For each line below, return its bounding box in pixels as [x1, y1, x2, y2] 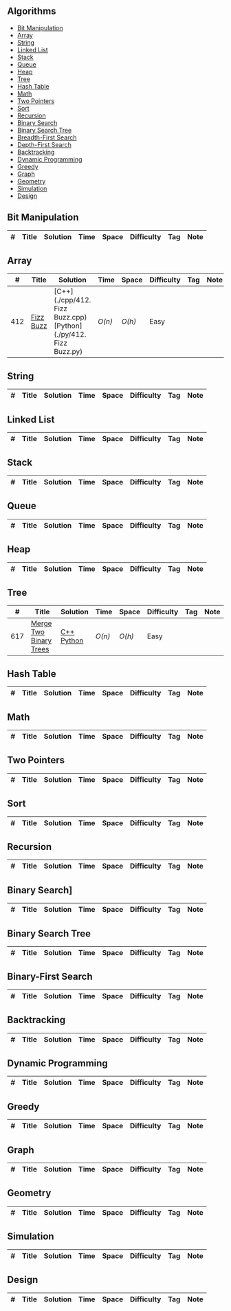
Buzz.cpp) [54, 313, 87, 322]
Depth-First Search [16, 140, 72, 148]
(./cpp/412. [54, 295, 91, 305]
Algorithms [7, 5, 56, 17]
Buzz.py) [54, 347, 83, 357]
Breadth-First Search [16, 133, 77, 142]
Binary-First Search [7, 971, 93, 983]
